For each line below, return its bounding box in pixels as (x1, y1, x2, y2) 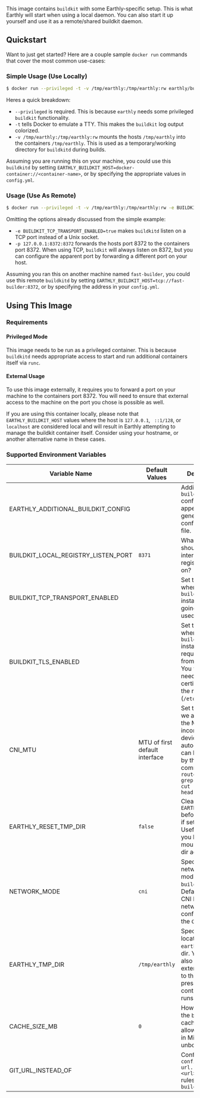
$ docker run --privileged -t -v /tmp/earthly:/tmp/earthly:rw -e (6, 205, 174, 211)
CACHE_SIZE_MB (9, 1022, 58, 1031)
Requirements (6, 318, 48, 327)
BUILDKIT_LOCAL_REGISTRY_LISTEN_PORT (9, 551, 133, 559)
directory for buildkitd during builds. (14, 146, 106, 153)
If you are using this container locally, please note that (6, 410, 139, 417)
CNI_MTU (9, 746, 37, 754)
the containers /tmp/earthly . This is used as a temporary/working (14, 140, 176, 147)
